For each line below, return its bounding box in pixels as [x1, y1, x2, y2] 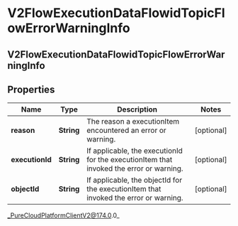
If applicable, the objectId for [86, 176, 183, 185]
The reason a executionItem [86, 117, 180, 127]
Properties [7, 83, 55, 95]
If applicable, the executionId [86, 146, 183, 156]
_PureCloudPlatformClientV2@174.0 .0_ [7, 211, 120, 220]
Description [116, 104, 158, 114]
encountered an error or [86, 126, 166, 136]
